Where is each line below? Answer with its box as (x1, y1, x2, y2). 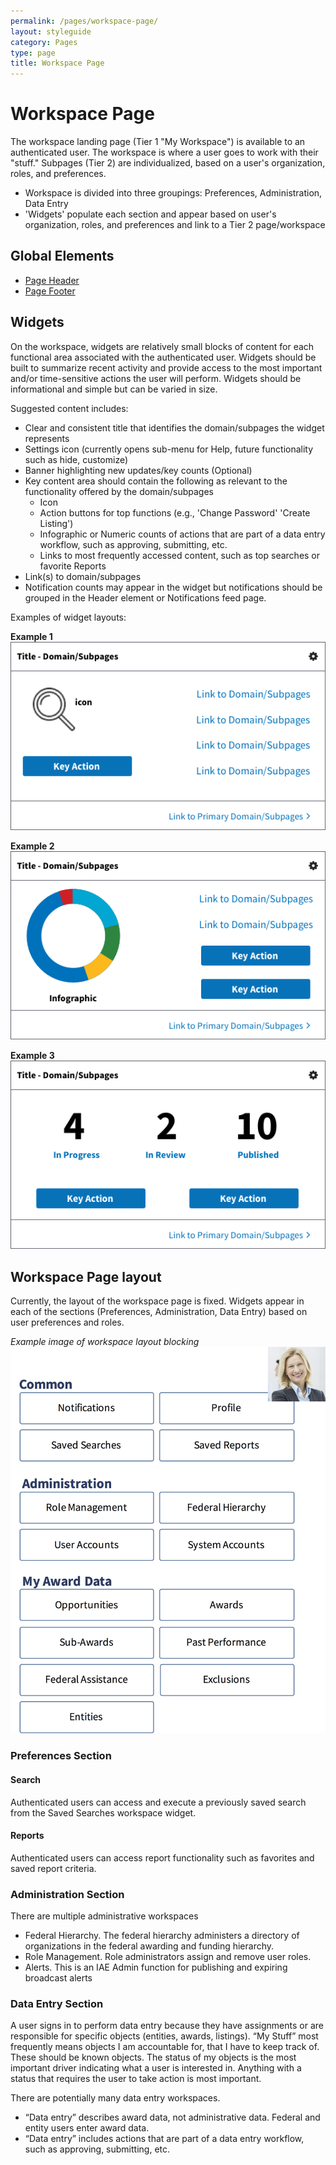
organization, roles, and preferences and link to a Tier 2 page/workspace (24, 219, 326, 231)
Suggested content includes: (10, 402, 129, 414)
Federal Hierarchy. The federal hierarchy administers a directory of (24, 1930, 300, 1941)
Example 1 (10, 630, 53, 642)
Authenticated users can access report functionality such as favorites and (10, 1851, 315, 1864)
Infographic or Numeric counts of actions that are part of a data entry (39, 528, 326, 540)
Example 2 (10, 840, 55, 852)
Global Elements (10, 248, 115, 265)
